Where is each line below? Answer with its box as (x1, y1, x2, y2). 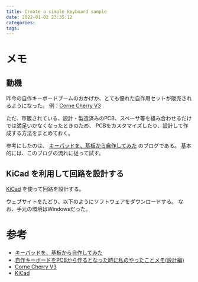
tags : (6, 25, 20, 31)
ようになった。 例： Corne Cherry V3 (11, 102, 102, 110)
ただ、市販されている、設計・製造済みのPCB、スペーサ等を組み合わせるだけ (6, 115, 192, 122)
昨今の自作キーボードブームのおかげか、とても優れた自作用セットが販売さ (6, 95, 187, 102)
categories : (6, 20, 35, 25)
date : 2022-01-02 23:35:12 (6, 14, 73, 20)
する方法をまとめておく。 (11, 130, 74, 137)
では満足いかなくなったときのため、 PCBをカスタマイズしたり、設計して (6, 122, 183, 129)
